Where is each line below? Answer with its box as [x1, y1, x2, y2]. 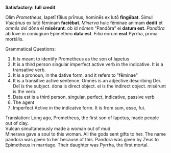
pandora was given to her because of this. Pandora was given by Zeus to [5, 137, 159, 142]
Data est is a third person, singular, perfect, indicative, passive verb [12, 94, 155, 100]
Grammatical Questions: [5, 46, 56, 52]
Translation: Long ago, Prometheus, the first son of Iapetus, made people [5, 115, 159, 121]
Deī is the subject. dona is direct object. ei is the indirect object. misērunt [12, 83, 166, 89]
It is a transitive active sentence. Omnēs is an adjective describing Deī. [12, 78, 162, 83]
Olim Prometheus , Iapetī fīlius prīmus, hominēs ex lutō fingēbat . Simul [5, 14, 153, 20]
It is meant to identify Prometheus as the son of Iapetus [12, 56, 130, 62]
